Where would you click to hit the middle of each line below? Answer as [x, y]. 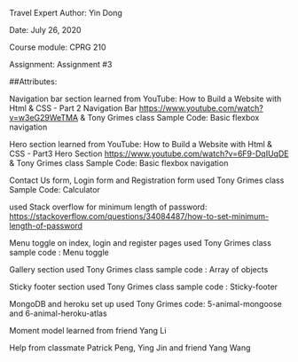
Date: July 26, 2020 [45, 30]
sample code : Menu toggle [59, 252]
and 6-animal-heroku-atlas [59, 313]
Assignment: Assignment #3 [61, 64]
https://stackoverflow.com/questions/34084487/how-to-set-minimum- [139, 216]
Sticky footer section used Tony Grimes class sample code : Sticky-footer [143, 287]
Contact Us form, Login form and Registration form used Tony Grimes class [147, 180]
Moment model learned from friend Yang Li [88, 331]
